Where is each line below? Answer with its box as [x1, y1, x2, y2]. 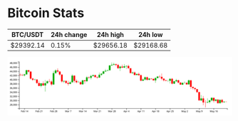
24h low [138, 31, 163, 39]
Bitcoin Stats [7, 5, 85, 21]
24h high [96, 31, 125, 39]
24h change [51, 31, 88, 39]
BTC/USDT [11, 31, 44, 39]
